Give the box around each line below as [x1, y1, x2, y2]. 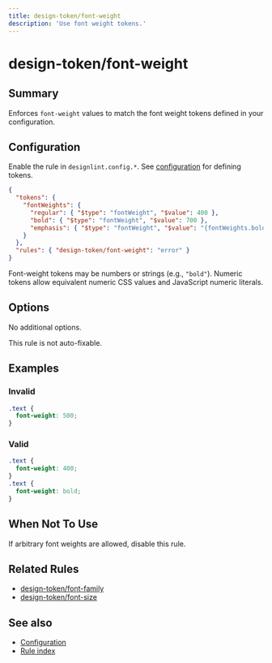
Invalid [8, 386, 36, 398]
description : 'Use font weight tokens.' [8, 19, 147, 28]
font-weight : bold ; [15, 487, 82, 495]
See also [8, 616, 53, 630]
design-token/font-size [19, 592, 97, 602]
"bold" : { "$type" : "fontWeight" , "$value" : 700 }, [29, 216, 208, 224]
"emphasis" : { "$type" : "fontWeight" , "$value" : [29, 224, 198, 232]
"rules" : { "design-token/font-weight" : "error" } [15, 247, 190, 255]
